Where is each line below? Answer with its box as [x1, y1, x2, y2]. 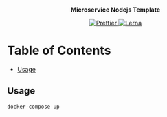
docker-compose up [7, 103, 60, 110]
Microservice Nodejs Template [70, 5, 161, 14]
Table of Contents [7, 43, 111, 58]
